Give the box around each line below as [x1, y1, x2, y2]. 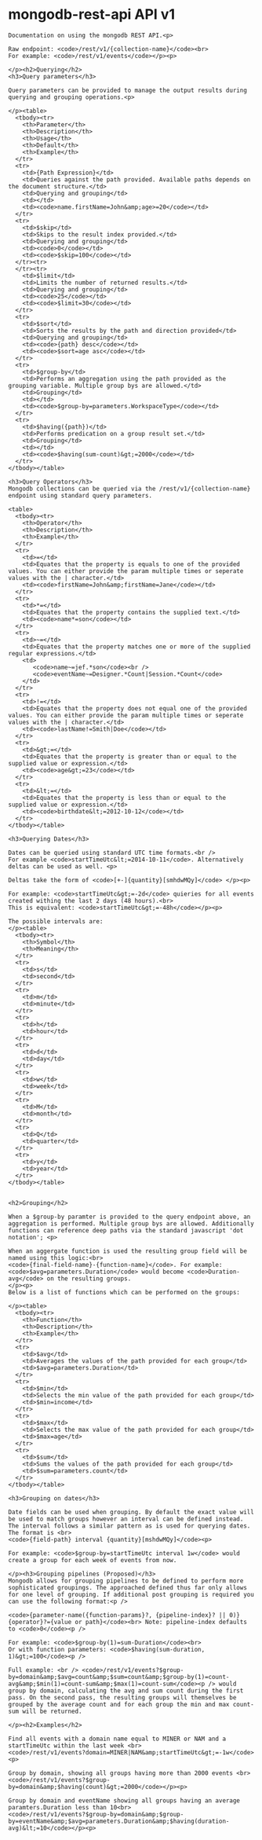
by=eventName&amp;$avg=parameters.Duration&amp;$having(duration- [8, 1817, 230, 1825]
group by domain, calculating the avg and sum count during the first [8, 1686, 244, 1695]
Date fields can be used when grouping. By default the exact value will [8, 1508, 255, 1516]
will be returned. [22, 1707, 82, 1715]
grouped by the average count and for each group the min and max [8, 1700, 230, 1708]
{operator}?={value [8, 1618, 72, 1626]
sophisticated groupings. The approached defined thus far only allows [8, 1583, 247, 1591]
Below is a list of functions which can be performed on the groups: [8, 1288, 241, 1296]
